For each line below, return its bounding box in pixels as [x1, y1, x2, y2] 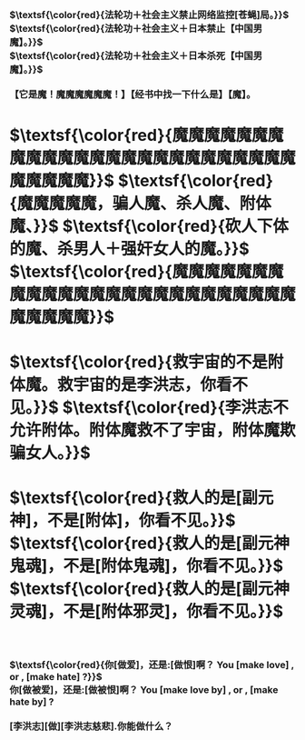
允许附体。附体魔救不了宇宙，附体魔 [9, 420, 280, 441]
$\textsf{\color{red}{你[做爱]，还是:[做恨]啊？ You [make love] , [9, 659, 295, 672]
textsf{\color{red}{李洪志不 [78, 397, 289, 418]
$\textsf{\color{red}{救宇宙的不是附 [9, 352, 284, 373]
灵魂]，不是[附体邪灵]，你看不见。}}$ [9, 601, 284, 622]
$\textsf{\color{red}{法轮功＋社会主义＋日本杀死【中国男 [9, 49, 263, 62]
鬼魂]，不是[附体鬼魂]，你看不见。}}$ [9, 555, 284, 576]
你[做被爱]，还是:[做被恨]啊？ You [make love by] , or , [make [9, 684, 279, 696]
